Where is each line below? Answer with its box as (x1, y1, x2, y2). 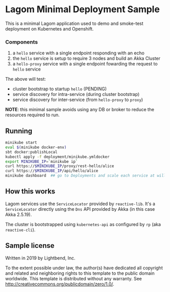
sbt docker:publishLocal (5, 149, 58, 154)
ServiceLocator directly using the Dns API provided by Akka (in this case (5, 206, 155, 212)
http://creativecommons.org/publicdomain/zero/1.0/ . (5, 281, 115, 287)
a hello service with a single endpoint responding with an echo (12, 50, 145, 56)
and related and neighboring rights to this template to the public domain (5, 270, 155, 276)
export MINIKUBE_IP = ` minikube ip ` (5, 159, 78, 164)
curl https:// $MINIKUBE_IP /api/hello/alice (5, 169, 99, 174)
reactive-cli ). (5, 226, 36, 233)
